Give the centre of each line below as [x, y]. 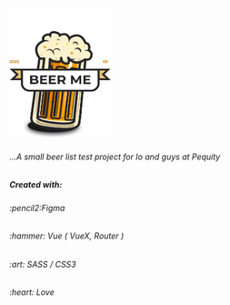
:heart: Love [32, 292]
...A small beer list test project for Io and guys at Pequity [115, 157]
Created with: [36, 185]
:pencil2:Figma [37, 208]
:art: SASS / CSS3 [43, 264]
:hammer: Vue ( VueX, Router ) [67, 236]
